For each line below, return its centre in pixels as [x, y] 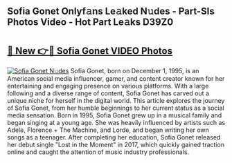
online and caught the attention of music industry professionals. [98, 152]
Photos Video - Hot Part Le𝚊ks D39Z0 [90, 22]
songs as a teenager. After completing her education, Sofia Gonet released [114, 137]
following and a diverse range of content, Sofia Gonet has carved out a [108, 93]
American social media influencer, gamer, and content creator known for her [116, 78]
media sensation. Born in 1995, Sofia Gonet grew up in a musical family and [115, 115]
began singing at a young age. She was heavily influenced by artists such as [116, 123]
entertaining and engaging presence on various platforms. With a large [108, 86]
